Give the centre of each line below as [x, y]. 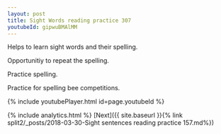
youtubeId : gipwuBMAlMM [42, 27]
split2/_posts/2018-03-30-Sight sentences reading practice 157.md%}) [111, 123]
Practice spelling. [33, 74]
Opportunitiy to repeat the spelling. [58, 61]
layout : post [27, 14]
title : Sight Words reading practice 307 [69, 20]
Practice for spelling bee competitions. [64, 88]
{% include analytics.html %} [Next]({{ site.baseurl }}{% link [95, 115]
